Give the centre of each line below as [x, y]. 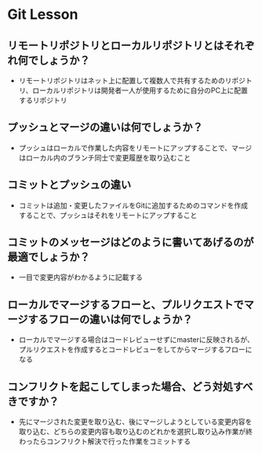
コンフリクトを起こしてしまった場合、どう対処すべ [130, 387]
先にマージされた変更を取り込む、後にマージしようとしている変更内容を [135, 422]
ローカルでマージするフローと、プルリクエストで [126, 304]
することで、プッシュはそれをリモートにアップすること [108, 215]
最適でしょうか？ [49, 257]
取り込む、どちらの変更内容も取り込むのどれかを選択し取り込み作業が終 [135, 432]
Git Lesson [43, 15]
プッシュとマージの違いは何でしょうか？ [105, 127]
